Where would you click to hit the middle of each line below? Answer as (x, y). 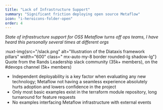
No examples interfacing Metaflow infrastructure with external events (82, 102)
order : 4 (14, 23)
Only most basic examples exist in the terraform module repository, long (84, 92)
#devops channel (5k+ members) (38, 67)
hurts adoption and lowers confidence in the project (64, 87)
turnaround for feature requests (44, 97)
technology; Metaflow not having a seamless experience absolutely (80, 82)
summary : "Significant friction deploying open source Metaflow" (72, 14)
